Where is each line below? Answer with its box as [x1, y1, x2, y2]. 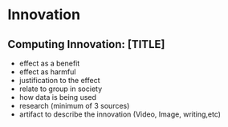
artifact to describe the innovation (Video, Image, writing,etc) [18, 109, 222, 119]
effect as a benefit [18, 58, 80, 68]
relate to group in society [18, 84, 103, 93]
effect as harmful [18, 67, 76, 77]
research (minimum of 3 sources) [18, 101, 130, 110]
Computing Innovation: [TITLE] [7, 38, 165, 51]
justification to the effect [18, 76, 101, 85]
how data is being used [18, 93, 97, 101]
